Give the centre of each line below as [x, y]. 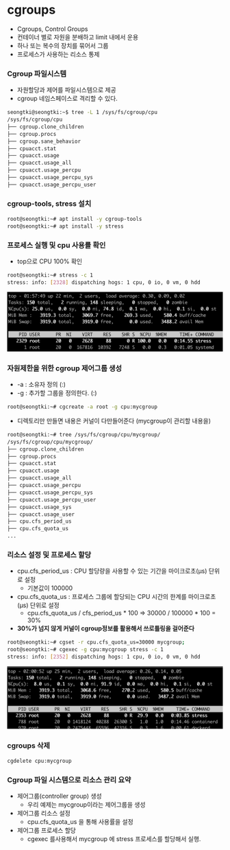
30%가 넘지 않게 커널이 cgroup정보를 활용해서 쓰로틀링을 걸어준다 [106, 628]
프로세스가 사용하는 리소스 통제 [58, 54]
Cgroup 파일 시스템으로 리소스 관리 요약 [69, 779]
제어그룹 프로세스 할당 [47, 830]
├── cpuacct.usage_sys [39, 507]
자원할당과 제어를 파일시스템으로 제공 [66, 90]
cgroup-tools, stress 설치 [49, 203]
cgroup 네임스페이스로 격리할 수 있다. [67, 99]
